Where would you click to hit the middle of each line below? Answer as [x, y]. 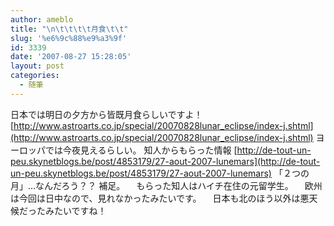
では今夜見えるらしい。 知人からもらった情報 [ [141, 150]
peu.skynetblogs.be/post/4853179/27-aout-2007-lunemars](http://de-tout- [165, 161]
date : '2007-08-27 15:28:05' [71, 57]
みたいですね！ [75, 210]
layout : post [37, 66]
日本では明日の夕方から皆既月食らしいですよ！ [106, 114]
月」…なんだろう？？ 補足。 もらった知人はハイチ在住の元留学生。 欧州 [166, 185]
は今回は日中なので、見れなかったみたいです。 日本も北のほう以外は [155, 198]
